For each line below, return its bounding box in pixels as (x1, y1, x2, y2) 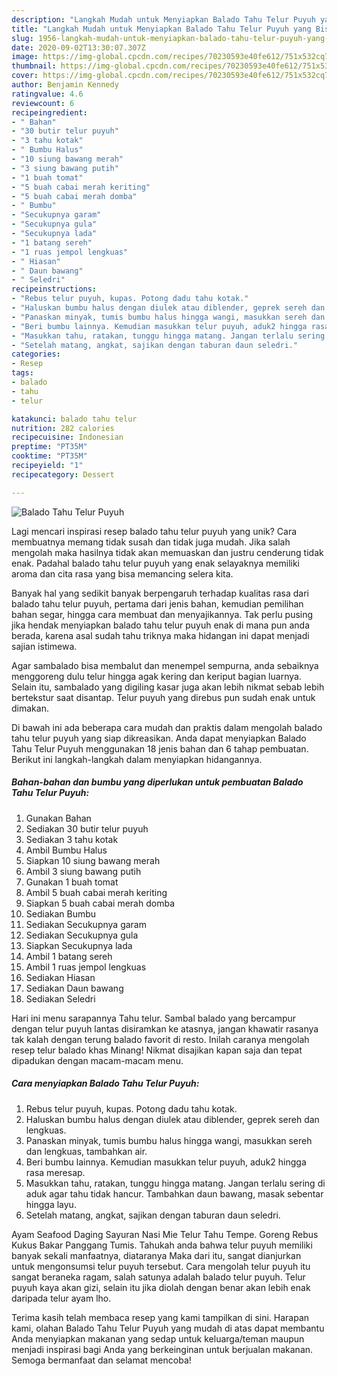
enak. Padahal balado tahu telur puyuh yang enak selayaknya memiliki (11, 557, 300, 569)
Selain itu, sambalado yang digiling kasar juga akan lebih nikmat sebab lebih (11, 681, 325, 693)
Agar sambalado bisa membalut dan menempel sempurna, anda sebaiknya (11, 659, 319, 671)
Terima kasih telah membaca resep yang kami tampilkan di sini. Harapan (11, 1311, 310, 1323)
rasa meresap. (25, 1166, 86, 1178)
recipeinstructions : (11, 284, 98, 295)
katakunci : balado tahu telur (11, 414, 138, 424)
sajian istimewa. (11, 640, 78, 652)
